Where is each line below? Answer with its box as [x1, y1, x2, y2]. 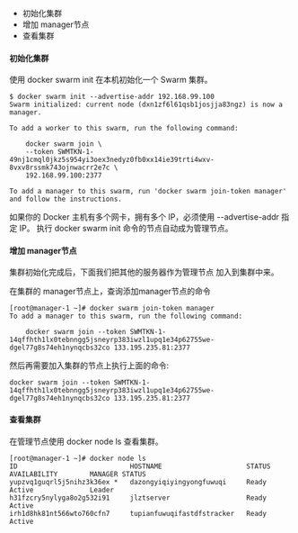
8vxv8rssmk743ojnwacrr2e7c [9, 163, 110, 173]
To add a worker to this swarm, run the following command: [9, 124, 240, 133]
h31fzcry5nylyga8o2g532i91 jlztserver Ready [9, 493, 267, 502]
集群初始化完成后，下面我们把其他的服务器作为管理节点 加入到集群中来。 [9, 266, 279, 277]
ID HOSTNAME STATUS [9, 462, 271, 471]
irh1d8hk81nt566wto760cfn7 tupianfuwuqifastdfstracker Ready [9, 509, 267, 518]
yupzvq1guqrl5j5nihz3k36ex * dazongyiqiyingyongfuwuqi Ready [9, 477, 267, 486]
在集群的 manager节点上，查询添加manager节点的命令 [9, 286, 211, 297]
